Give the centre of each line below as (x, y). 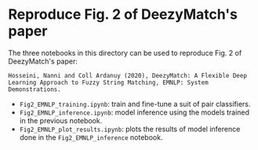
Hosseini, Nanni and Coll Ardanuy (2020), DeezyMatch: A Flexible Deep (127, 75)
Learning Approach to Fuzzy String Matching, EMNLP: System (109, 82)
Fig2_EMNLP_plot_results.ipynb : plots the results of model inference (130, 129)
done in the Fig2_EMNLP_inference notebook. (91, 137)
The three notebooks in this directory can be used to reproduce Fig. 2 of (125, 53)
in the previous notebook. (61, 120)
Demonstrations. (35, 89)
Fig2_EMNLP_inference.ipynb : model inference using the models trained (134, 112)
